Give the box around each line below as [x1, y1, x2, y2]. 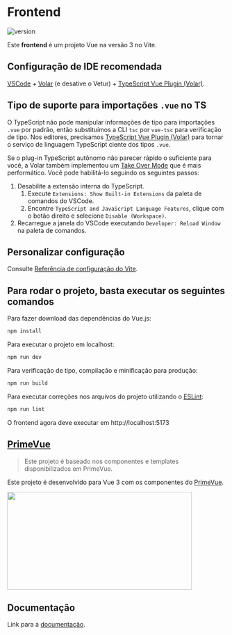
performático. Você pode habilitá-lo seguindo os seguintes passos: [7, 168, 199, 177]
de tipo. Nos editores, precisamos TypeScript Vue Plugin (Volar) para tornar [7, 133, 224, 141]
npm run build [7, 380, 49, 387]
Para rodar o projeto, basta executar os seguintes [7, 284, 226, 296]
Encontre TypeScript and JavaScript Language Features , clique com [27, 204, 224, 212]
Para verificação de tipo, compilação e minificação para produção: [7, 366, 198, 374]
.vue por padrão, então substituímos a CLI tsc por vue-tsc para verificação [7, 125, 222, 134]
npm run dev [7, 354, 42, 361]
